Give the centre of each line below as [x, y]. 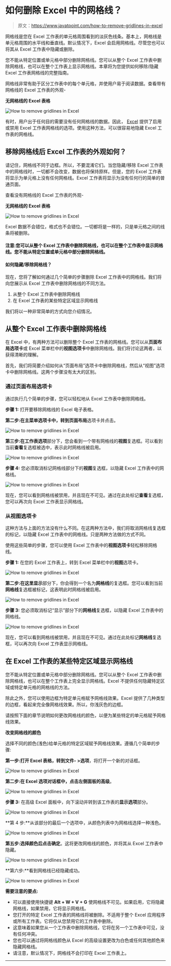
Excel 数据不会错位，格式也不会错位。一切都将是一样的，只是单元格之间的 [83, 226]
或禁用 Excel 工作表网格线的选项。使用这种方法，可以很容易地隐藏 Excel [81, 127]
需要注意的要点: [22, 891]
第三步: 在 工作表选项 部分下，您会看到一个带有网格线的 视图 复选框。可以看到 [84, 441]
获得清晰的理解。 [23, 355]
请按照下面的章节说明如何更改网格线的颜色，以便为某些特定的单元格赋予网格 [85, 715]
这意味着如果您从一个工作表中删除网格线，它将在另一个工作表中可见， [86, 927]
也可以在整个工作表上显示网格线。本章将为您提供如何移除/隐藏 [93, 66]
